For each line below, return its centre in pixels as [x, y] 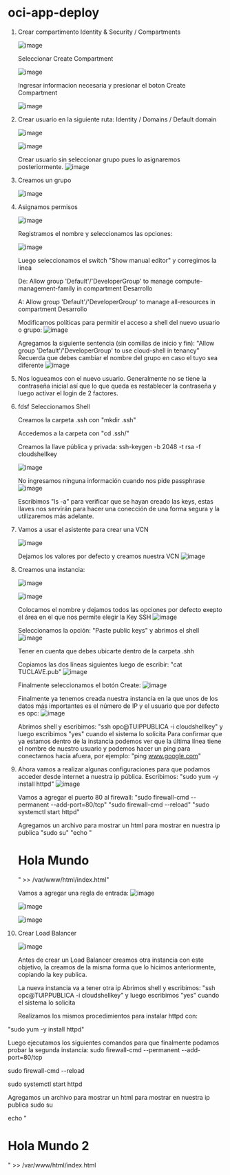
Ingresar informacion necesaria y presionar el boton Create [102, 85]
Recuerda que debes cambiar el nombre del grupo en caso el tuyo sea [117, 357]
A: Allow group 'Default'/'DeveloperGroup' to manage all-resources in [116, 302]
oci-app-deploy [54, 13]
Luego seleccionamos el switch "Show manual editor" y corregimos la [117, 260]
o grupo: [30, 330]
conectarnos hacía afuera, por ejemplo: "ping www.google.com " [109, 756]
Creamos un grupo [44, 180]
